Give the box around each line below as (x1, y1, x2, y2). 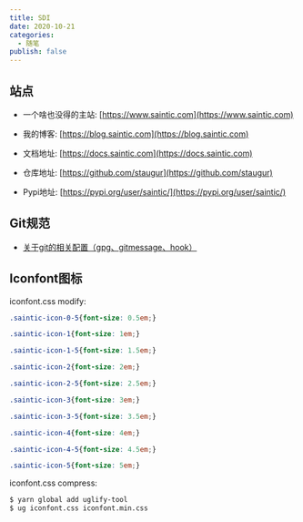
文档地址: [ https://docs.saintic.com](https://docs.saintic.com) (22, 148, 253, 159)
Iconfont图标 (9, 271, 83, 287)
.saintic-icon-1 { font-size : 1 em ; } (9, 330, 141, 339)
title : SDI (9, 13, 51, 23)
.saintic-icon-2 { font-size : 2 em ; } (9, 363, 141, 372)
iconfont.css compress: (9, 477, 98, 488)
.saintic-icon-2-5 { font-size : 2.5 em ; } (9, 379, 157, 388)
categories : (9, 30, 55, 39)
